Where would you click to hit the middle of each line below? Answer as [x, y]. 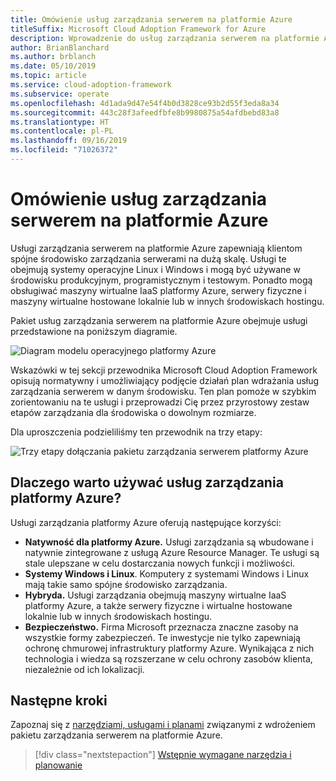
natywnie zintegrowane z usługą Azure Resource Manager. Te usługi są [172, 552]
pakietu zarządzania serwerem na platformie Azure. [116, 735]
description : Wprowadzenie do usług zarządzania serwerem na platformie [165, 38]
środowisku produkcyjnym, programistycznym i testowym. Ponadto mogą [161, 280]
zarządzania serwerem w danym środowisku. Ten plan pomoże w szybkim [163, 391]
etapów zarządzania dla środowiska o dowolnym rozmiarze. [133, 412]
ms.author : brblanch [53, 57]
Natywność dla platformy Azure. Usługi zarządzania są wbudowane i [169, 542]
